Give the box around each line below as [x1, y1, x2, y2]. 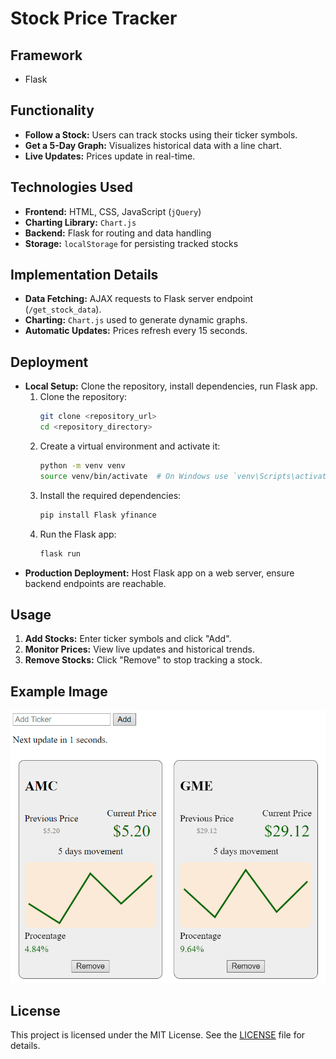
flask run [39, 548, 82, 559]
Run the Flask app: [39, 528, 117, 540]
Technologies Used [10, 179, 133, 196]
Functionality [10, 102, 95, 119]
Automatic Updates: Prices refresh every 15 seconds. [24, 325, 248, 337]
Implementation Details [10, 267, 159, 284]
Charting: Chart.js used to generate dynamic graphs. [24, 314, 248, 326]
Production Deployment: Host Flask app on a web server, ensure [24, 567, 295, 579]
